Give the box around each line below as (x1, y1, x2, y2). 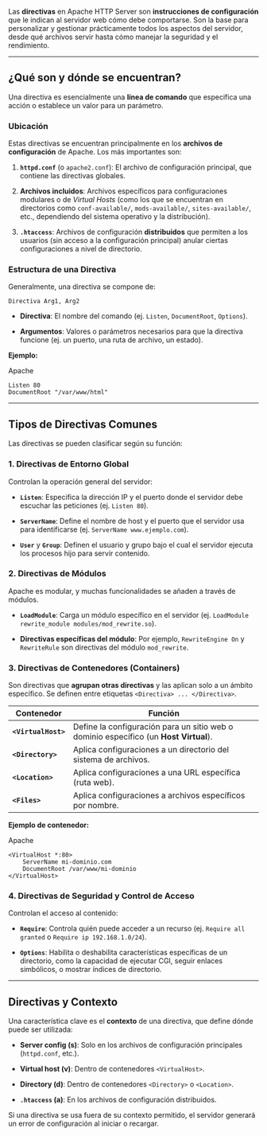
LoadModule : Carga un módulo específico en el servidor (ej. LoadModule (19, 610, 249, 619)
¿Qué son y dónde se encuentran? (8, 71, 181, 84)
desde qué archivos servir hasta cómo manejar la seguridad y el (8, 32, 219, 41)
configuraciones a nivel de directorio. (19, 244, 143, 254)
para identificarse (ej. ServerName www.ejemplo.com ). (19, 525, 189, 534)
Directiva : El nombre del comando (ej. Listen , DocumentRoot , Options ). (19, 311, 248, 321)
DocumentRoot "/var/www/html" (8, 388, 109, 396)
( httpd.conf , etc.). (19, 1048, 79, 1058)
